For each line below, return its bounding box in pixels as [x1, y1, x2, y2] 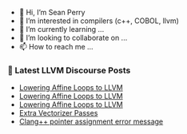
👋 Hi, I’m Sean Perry [18, 8, 86, 17]
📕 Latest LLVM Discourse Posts [7, 65, 131, 76]
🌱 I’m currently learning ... [18, 25, 105, 33]
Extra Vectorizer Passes [18, 108, 98, 118]
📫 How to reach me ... [18, 42, 93, 51]
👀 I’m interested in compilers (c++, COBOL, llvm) [18, 16, 179, 26]
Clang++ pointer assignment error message [18, 116, 164, 127]
